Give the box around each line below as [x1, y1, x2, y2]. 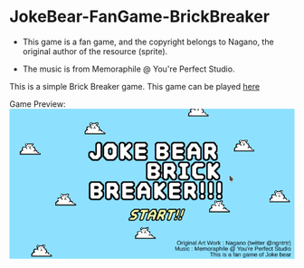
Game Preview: [9, 98, 66, 110]
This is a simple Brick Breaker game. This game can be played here [9, 81, 261, 91]
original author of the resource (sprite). [22, 45, 168, 56]
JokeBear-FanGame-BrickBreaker [9, 6, 270, 27]
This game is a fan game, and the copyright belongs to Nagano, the [22, 36, 274, 47]
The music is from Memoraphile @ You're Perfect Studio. [22, 63, 235, 74]
